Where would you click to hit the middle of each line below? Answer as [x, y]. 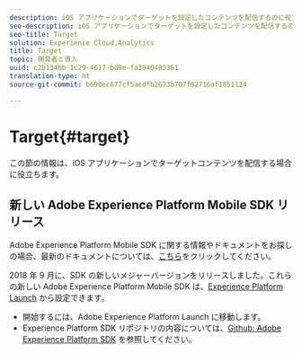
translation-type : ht [50, 76]
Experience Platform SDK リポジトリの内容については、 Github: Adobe [151, 328]
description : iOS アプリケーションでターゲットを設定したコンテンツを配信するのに [147, 18]
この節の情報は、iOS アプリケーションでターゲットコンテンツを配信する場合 [151, 163]
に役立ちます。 [37, 174]
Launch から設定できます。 [59, 298]
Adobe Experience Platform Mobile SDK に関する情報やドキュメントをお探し [151, 245]
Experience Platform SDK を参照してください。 [109, 340]
